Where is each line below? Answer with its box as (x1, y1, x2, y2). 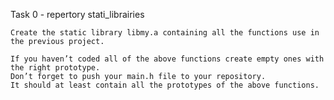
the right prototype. (10, 63, 101, 73)
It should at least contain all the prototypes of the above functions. (10, 80, 320, 90)
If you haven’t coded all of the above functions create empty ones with (10, 54, 325, 64)
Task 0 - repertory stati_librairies (10, 9, 145, 20)
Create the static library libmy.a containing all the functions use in (10, 28, 320, 38)
